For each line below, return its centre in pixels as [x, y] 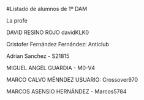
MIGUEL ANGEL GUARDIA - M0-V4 [51, 68]
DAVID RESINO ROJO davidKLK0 [48, 32]
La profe [17, 20]
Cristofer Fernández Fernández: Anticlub [58, 44]
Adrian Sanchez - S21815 [38, 56]
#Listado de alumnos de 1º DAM [47, 9]
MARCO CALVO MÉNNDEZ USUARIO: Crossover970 [72, 80]
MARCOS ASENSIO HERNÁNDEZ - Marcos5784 [66, 91]
